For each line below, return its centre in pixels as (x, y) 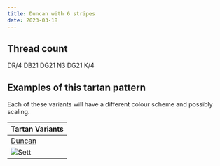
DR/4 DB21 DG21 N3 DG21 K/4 (51, 65)
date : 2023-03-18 (33, 20)
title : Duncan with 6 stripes (51, 14)
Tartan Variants (37, 129)
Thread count (37, 49)
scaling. (19, 112)
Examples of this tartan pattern (76, 87)
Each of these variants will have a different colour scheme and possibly (110, 104)
